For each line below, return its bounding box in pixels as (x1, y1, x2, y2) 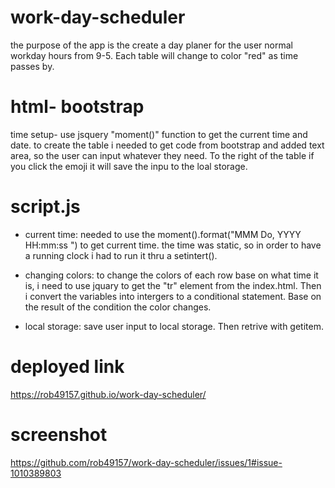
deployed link (10, 356, 125, 378)
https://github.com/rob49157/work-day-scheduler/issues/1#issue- (10, 456, 283, 468)
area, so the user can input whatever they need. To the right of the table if (10, 149, 315, 161)
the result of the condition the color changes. (24, 301, 212, 313)
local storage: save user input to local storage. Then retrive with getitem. (24, 320, 324, 332)
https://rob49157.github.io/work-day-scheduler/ (10, 388, 207, 400)
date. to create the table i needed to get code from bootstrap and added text (10, 139, 325, 151)
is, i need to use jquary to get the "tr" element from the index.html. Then (24, 279, 322, 291)
